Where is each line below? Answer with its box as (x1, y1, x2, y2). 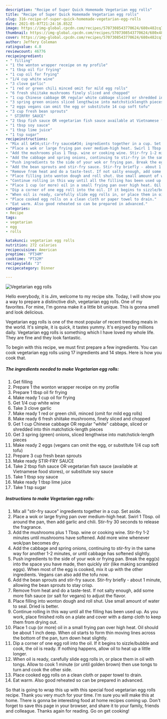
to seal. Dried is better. (12, 603, 59, 609)
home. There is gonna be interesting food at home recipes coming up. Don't (5, 697, 161, 703)
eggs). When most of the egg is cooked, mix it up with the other (12, 566, 143, 572)
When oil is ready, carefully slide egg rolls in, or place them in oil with (12, 656, 154, 662)
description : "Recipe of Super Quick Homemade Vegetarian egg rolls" (5, 7, 153, 12)
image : (5, 26, 19, 31)
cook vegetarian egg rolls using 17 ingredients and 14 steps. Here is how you (5, 349, 162, 355)
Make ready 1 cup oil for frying (12, 395, 76, 400)
